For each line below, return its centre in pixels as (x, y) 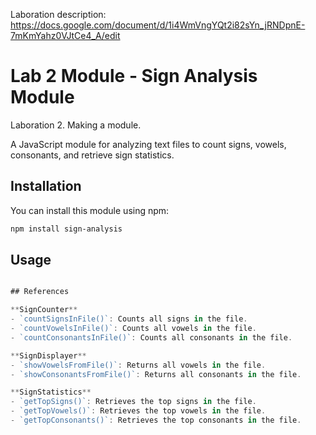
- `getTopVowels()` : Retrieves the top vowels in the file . (138, 411)
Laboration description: (58, 14)
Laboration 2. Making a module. (76, 125)
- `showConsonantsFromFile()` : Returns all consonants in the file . (156, 374)
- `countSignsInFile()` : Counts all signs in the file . (129, 319)
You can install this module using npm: (90, 210)
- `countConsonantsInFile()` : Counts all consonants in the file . (151, 337)
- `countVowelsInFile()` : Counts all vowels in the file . (133, 329)
